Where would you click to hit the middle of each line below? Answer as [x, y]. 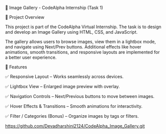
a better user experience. [31, 57]
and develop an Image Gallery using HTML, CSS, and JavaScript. [71, 32]
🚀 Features [16, 67]
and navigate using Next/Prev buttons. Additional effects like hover [73, 47]
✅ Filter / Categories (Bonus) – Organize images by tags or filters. [72, 116]
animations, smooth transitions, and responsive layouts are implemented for [83, 52]
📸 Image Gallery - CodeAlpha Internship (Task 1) [54, 8]
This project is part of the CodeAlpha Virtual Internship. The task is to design [83, 27]
